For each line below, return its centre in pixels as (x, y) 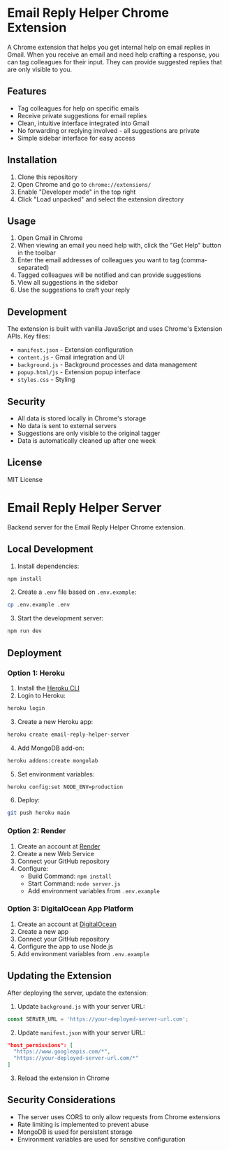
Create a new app (43, 931)
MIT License (25, 479)
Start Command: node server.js (74, 883)
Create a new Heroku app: (55, 721)
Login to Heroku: (42, 695)
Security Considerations (62, 1100)
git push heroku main (39, 813)
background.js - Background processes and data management (107, 364)
